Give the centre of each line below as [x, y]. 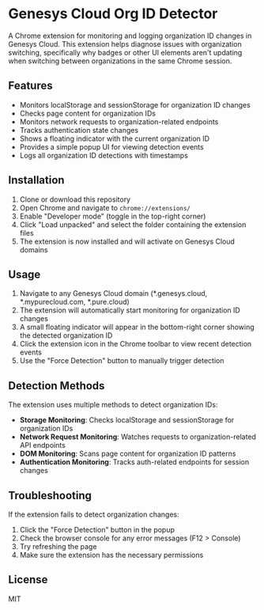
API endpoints [42, 445]
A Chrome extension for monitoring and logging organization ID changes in [130, 36]
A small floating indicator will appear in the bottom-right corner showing [137, 327]
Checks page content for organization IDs [88, 113]
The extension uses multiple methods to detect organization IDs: [113, 405]
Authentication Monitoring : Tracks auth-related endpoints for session [134, 462]
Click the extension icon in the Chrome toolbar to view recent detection [136, 344]
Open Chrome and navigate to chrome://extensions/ [105, 207]
